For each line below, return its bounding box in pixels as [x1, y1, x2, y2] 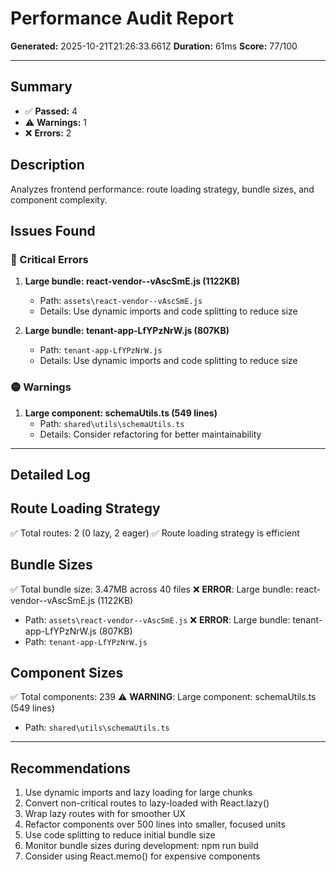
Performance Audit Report [10, 7, 235, 30]
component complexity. [10, 193, 108, 206]
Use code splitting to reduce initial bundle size [24, 829, 216, 841]
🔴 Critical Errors [10, 252, 89, 266]
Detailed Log [10, 466, 91, 483]
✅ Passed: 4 [24, 105, 78, 117]
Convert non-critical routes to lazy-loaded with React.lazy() [24, 797, 270, 809]
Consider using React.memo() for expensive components [24, 850, 261, 862]
